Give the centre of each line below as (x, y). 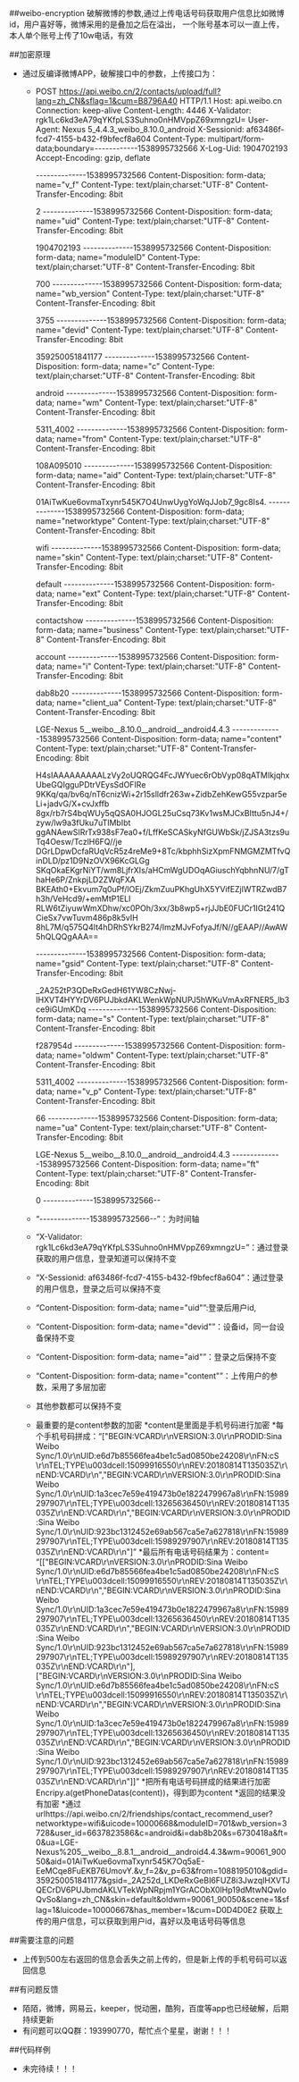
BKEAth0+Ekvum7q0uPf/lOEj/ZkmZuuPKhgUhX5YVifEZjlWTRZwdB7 (161, 889)
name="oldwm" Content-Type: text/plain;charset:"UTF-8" (163, 1055)
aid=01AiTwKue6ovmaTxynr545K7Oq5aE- (128, 1861)
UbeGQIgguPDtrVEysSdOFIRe (91, 784)
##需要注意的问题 (42, 1940)
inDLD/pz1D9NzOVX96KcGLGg (92, 860)
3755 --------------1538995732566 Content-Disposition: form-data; (161, 320)
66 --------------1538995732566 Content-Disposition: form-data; (157, 1118)
